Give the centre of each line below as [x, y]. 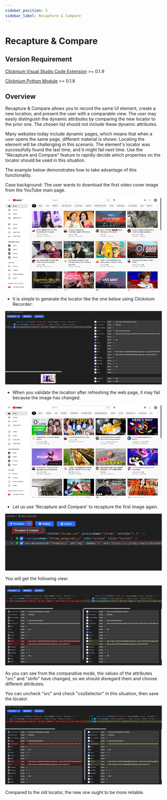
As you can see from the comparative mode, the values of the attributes [79, 673]
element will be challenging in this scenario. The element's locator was [78, 145]
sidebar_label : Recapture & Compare [43, 16]
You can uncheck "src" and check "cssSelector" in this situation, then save [82, 693]
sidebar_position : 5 [27, 10]
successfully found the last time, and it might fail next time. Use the [74, 150]
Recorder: [23, 304]
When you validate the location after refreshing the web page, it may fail [86, 392]
